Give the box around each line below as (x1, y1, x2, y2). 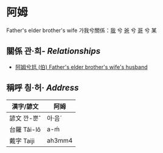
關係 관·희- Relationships (6, 46, 101, 56)
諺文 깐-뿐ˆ (9, 114, 41, 122)
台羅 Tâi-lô (9, 125, 41, 134)
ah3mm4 (46, 136, 73, 145)
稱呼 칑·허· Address (6, 83, 79, 93)
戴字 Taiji (9, 137, 35, 145)
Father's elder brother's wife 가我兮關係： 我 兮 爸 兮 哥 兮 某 (6, 27, 157, 34)
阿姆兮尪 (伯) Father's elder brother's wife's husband (15, 63, 148, 70)
